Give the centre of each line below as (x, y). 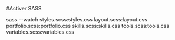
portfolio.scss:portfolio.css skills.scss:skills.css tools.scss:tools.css (88, 26)
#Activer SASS (24, 8)
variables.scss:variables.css (40, 32)
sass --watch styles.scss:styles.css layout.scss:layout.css (77, 19)
